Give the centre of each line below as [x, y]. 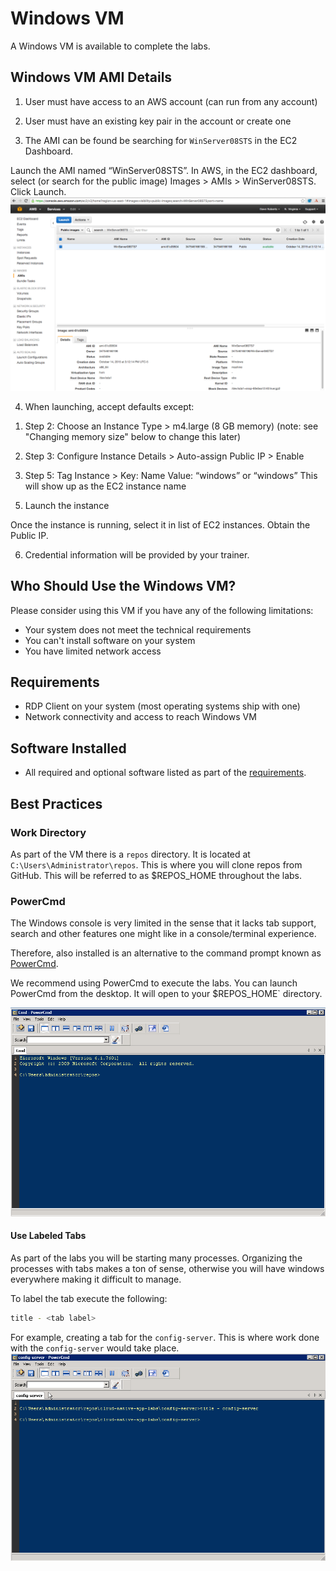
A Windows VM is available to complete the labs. [110, 46]
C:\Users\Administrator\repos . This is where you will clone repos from [156, 864]
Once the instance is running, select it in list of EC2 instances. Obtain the [160, 524]
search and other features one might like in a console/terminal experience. [163, 934]
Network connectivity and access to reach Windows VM [140, 717]
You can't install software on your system [110, 640]
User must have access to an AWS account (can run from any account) [171, 101]
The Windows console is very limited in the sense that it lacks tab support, [163, 923]
